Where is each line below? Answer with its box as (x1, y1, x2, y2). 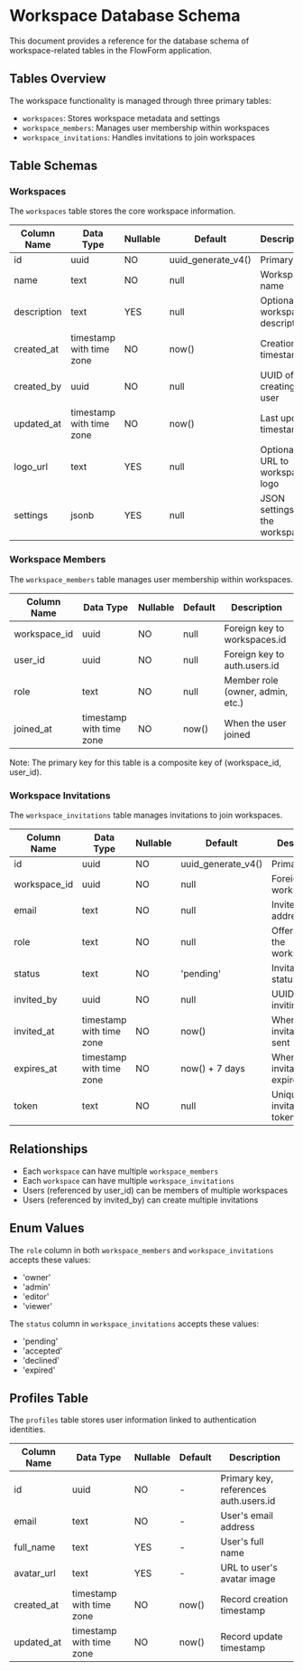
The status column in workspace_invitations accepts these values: (9, 1317, 260, 1329)
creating (260, 381, 296, 393)
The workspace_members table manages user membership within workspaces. (9, 573, 293, 584)
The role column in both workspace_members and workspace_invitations (9, 1244, 274, 1255)
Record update (220, 1630, 283, 1643)
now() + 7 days (179, 1062, 245, 1075)
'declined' (22, 1355, 60, 1365)
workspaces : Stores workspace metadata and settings (22, 112, 221, 123)
